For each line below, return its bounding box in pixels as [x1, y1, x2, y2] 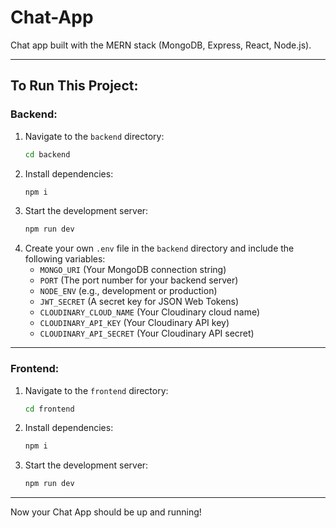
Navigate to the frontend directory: [24, 384, 169, 396]
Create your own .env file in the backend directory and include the [24, 242, 295, 255]
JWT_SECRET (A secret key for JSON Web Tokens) [39, 296, 240, 308]
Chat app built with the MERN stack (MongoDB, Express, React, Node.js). [10, 39, 312, 51]
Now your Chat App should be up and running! [10, 506, 202, 518]
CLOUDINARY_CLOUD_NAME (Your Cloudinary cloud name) [39, 306, 261, 318]
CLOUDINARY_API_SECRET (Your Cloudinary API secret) [39, 327, 255, 340]
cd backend [24, 149, 71, 160]
